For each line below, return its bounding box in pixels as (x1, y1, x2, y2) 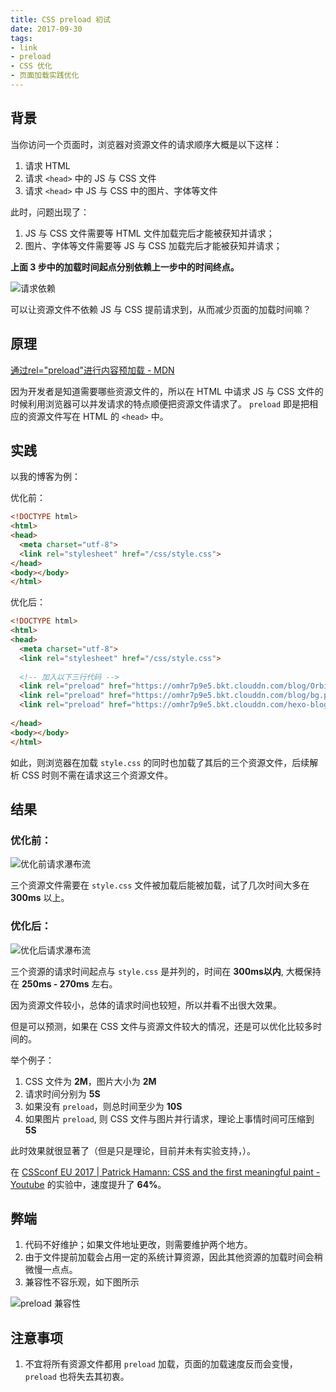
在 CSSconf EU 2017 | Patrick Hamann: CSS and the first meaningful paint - (10, 1166, 321, 1178)
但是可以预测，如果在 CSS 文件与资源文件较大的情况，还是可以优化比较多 (10, 1020, 314, 1032)
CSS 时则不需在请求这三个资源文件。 (21, 769, 174, 781)
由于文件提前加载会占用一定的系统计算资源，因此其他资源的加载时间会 (24, 1251, 315, 1263)
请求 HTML (24, 159, 71, 171)
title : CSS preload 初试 (10, 14, 111, 25)
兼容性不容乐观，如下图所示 (24, 1276, 140, 1288)
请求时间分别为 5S (24, 1087, 101, 1100)
